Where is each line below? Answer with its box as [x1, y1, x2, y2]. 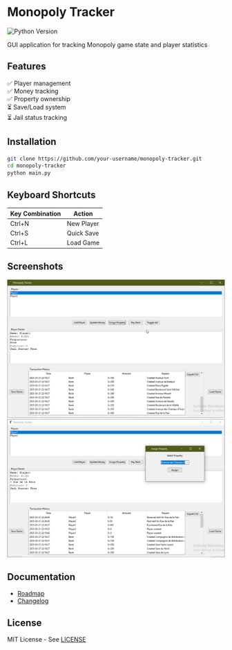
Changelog [17, 597, 49, 605]
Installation [7, 136, 57, 148]
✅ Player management [7, 79, 71, 87]
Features [7, 60, 46, 73]
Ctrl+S [10, 229, 29, 237]
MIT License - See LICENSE [7, 635, 86, 644]
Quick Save [66, 229, 99, 237]
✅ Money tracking [7, 87, 59, 95]
